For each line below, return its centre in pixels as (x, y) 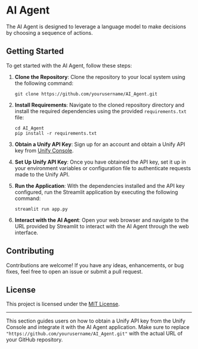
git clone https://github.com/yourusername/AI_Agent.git (86, 94)
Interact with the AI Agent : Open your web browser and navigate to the (101, 220)
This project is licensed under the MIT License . (63, 304)
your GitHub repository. (34, 340)
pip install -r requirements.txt (56, 133)
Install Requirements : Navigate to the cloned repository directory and (99, 105)
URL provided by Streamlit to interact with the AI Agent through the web (102, 226)
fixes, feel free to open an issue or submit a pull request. (75, 271)
